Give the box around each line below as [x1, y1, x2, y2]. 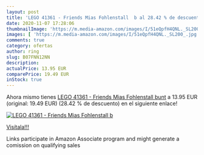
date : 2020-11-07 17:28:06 [6, 20, 75, 26]
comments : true [6, 37, 45, 43]
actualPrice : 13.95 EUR [6, 65, 67, 72]
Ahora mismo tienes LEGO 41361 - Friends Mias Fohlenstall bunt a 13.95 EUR [6, 94, 198, 101]
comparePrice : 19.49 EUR [6, 71, 69, 77]
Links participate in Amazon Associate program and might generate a [6, 135, 180, 143]
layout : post [6, 9, 39, 15]
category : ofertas [6, 43, 53, 49]
